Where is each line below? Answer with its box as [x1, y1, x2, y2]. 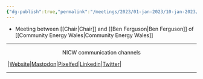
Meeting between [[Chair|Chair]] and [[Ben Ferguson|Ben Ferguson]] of [14, 25, 195, 32]
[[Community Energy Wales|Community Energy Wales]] [14, 31, 153, 39]
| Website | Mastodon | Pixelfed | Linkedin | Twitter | [7, 60, 122, 68]
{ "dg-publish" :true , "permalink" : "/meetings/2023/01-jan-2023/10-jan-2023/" [6, 8, 201, 15]
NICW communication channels [62, 48, 141, 56]
